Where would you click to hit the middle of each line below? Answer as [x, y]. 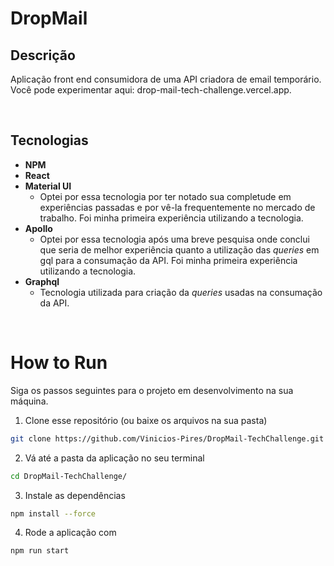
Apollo [38, 228]
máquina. [29, 401]
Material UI [48, 186]
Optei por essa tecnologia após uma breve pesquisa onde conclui [174, 239]
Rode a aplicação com [70, 533]
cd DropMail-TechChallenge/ [69, 476]
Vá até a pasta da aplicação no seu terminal [114, 458]
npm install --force [53, 513]
